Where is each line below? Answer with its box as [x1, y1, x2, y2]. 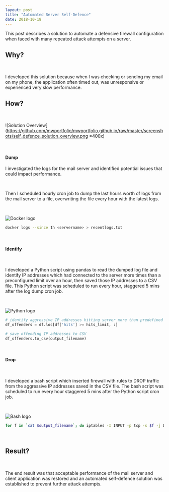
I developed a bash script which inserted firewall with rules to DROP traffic [5, 377, 159, 384]
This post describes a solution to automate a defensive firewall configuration [5, 31, 164, 37]
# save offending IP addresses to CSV [5, 332, 87, 337]
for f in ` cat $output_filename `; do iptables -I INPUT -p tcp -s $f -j [5, 423, 161, 428]
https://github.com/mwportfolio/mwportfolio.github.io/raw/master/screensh [7, 128, 163, 134]
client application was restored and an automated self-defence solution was [5, 475, 162, 481]
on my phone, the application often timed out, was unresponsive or [5, 79, 144, 85]
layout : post [5, 7, 33, 13]
